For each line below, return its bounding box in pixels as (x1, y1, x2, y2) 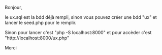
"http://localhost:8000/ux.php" (5, 35, 70, 41)
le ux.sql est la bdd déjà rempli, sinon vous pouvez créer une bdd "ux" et (5, 14, 157, 20)
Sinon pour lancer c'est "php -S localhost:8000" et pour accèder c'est (5, 30, 152, 35)
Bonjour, (5, 5, 22, 10)
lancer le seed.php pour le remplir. (5, 20, 77, 25)
